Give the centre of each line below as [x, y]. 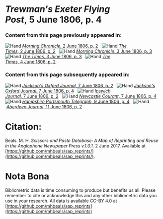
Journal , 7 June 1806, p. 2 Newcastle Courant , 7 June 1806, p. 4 [81, 96]
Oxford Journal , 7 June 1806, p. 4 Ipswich [58, 91]
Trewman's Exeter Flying [58, 9]
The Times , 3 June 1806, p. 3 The [66, 57]
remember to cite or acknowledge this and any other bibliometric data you [81, 195]
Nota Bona [27, 176]
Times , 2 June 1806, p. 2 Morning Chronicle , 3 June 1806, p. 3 [79, 51]
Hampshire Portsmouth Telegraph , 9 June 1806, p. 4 [76, 101]
